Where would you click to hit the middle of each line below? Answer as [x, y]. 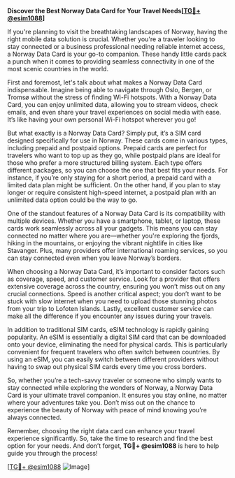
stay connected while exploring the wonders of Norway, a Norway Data [110, 388]
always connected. [34, 417]
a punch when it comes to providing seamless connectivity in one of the [111, 61]
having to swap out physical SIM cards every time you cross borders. [107, 367]
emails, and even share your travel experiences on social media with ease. [114, 112]
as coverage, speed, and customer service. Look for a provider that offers [114, 279]
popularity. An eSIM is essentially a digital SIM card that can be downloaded [116, 337]
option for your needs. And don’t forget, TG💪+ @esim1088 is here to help [113, 446]
